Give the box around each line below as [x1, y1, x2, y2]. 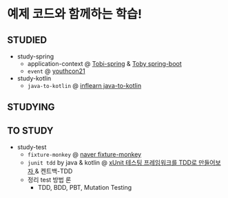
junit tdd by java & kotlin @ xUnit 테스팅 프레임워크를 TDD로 [27, 159, 198, 167]
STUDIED [7, 34, 47, 45]
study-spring [17, 52, 54, 60]
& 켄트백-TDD [34, 167, 73, 175]
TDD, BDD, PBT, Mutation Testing [37, 184, 132, 192]
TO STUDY [7, 124, 54, 136]
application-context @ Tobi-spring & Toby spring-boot [27, 60, 183, 67]
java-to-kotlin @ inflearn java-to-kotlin [27, 82, 142, 89]
